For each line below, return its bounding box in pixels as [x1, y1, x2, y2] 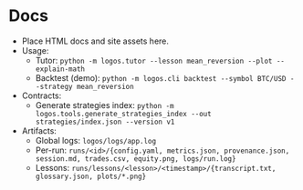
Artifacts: [21, 125, 57, 136]
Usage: [21, 45, 49, 55]
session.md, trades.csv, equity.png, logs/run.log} [35, 154, 236, 164]
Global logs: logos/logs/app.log [35, 135, 157, 145]
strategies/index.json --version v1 [35, 117, 175, 126]
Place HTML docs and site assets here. [21, 35, 170, 46]
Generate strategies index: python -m [35, 99, 174, 110]
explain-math [35, 65, 86, 74]
